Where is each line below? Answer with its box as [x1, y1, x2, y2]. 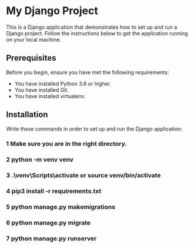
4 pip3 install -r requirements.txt [6, 187, 102, 195]
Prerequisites [6, 53, 56, 63]
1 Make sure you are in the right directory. [6, 140, 128, 148]
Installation [6, 110, 48, 120]
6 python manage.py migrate [6, 219, 91, 227]
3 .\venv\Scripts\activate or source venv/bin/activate [6, 172, 161, 180]
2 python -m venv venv [6, 156, 73, 164]
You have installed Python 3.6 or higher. [14, 80, 112, 87]
